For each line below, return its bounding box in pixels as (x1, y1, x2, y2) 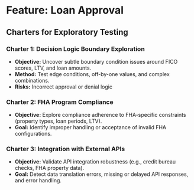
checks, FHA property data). (14, 165, 85, 172)
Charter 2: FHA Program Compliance (6, 98, 114, 106)
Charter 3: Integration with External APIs (6, 145, 125, 153)
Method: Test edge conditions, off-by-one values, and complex (14, 70, 170, 77)
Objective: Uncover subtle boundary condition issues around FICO (14, 58, 178, 65)
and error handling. (14, 177, 62, 184)
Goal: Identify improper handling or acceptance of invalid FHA (14, 124, 167, 131)
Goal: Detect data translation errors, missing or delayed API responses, (14, 171, 189, 178)
